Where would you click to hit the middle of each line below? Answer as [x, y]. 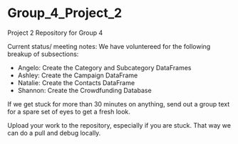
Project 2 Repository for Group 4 [55, 33]
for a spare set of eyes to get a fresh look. [69, 111]
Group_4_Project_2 [65, 13]
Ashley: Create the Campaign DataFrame [78, 75]
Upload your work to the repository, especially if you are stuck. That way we [119, 125]
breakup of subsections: [43, 54]
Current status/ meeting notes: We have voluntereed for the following [109, 46]
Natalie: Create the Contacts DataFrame [76, 82]
